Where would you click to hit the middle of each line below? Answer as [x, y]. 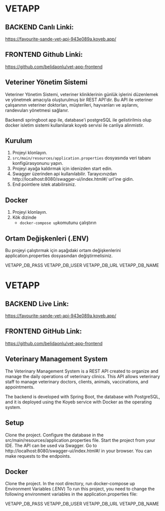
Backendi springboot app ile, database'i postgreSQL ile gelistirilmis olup [79, 120]
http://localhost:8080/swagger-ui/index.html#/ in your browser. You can [79, 451]
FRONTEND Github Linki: [44, 55]
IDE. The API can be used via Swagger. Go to [51, 445]
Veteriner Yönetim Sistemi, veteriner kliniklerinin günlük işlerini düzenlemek [82, 94]
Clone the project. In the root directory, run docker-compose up [70, 484]
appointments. [20, 387]
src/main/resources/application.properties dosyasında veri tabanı [82, 158]
